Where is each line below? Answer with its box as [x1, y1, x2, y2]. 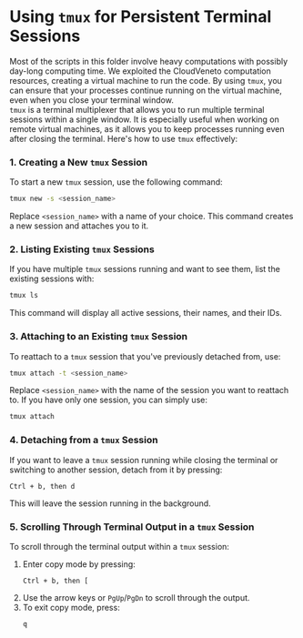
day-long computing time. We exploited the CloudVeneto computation [9, 66, 271, 76]
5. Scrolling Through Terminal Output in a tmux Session [9, 521, 255, 533]
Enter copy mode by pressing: [22, 558, 136, 570]
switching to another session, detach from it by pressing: [9, 464, 223, 475]
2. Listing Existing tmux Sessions [9, 243, 155, 256]
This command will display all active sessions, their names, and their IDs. [9, 308, 282, 319]
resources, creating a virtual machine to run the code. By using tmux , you [9, 75, 282, 86]
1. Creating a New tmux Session [9, 156, 148, 168]
